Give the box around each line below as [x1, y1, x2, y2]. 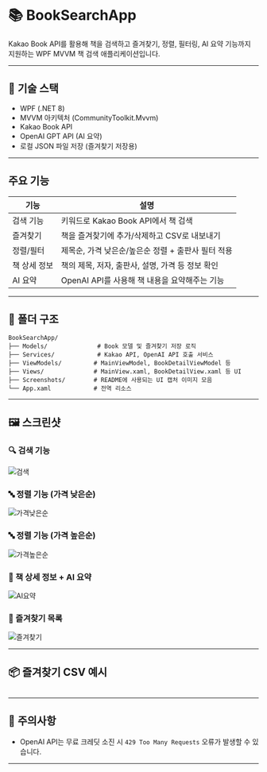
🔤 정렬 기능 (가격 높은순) [8, 530, 96, 541]
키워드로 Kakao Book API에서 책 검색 [60, 215, 193, 226]
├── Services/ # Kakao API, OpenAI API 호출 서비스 [8, 351, 214, 359]
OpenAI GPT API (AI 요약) [19, 131, 103, 141]
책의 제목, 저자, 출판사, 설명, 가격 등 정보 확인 [60, 260, 219, 271]
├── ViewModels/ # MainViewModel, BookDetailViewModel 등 [8, 359, 231, 368]
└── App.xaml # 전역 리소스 [8, 384, 132, 393]
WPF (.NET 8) [19, 103, 65, 113]
